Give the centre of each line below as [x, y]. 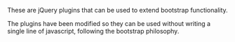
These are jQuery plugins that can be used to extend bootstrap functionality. [117, 10]
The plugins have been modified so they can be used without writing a [109, 23]
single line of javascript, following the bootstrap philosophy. [93, 31]
